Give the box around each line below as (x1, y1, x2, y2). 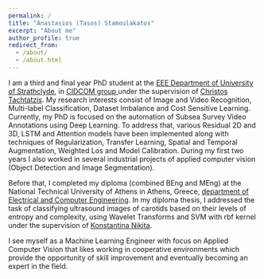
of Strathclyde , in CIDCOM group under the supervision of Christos (8, 86, 228, 96)
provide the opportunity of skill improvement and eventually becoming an (8, 253, 248, 262)
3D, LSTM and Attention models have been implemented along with (8, 128, 229, 138)
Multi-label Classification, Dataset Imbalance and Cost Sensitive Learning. (8, 103, 250, 112)
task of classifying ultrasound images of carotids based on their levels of (8, 203, 247, 213)
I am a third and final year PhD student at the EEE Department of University (8, 77, 254, 88)
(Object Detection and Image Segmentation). (8, 163, 155, 172)
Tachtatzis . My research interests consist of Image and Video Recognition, (8, 95, 252, 104)
